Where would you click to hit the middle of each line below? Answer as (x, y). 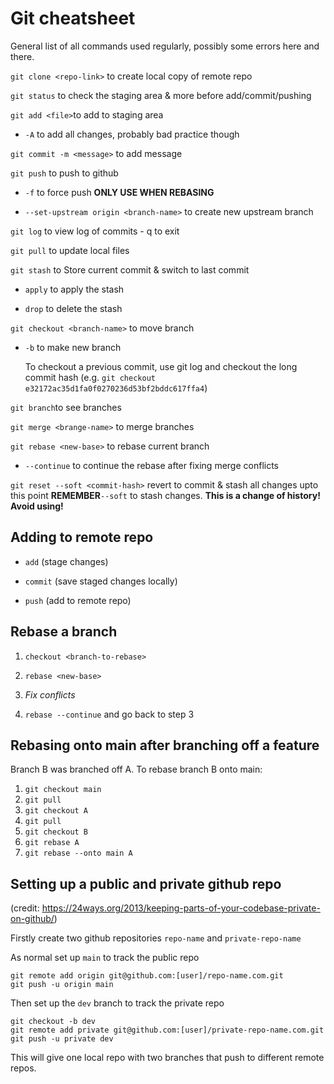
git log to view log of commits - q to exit (95, 231)
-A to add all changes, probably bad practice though (132, 134)
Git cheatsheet (73, 18)
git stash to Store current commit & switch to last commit (130, 269)
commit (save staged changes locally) (101, 581)
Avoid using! (37, 506)
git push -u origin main (62, 985)
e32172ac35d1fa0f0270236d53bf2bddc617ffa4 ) (116, 388)
